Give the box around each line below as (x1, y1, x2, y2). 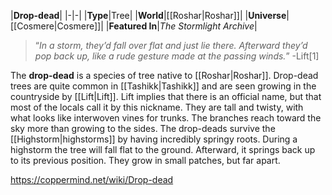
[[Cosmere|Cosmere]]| (10, 20, 104, 32)
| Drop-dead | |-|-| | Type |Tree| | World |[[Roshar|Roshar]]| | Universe (10, 10, 287, 21)
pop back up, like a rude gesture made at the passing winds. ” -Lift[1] (34, 50, 320, 62)
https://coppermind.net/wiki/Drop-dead (10, 174, 174, 185)
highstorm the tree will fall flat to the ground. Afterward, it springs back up (10, 144, 316, 155)
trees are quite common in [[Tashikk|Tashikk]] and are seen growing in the (10, 80, 317, 92)
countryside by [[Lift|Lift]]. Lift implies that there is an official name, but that (10, 91, 322, 102)
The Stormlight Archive (159, 20, 255, 32)
